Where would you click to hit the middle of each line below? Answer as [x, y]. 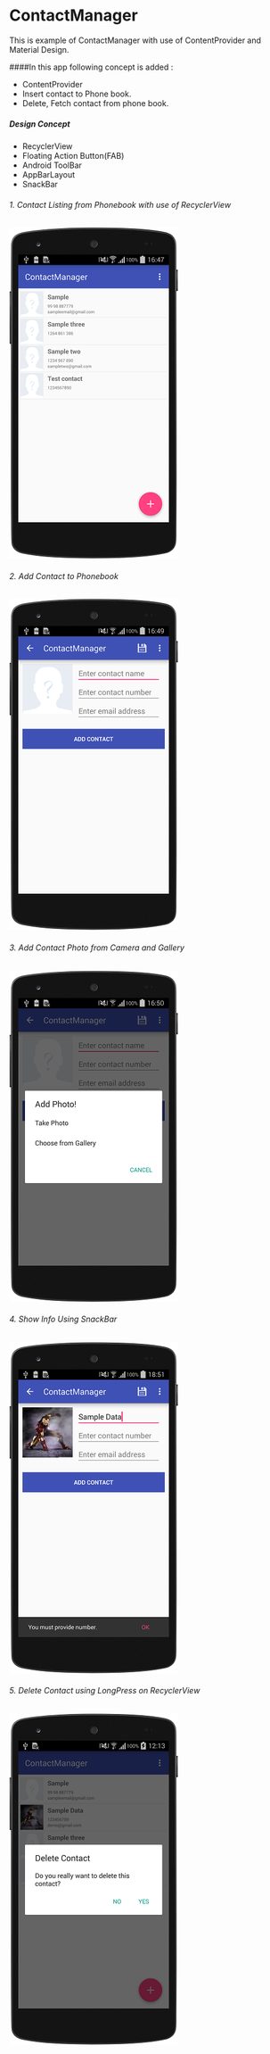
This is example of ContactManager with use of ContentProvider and [135, 40]
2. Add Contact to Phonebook [64, 576]
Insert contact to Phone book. [77, 94]
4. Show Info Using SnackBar [63, 1319]
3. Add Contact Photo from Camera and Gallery [97, 948]
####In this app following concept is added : [91, 67]
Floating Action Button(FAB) [73, 155]
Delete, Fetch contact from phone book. [95, 103]
